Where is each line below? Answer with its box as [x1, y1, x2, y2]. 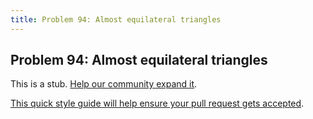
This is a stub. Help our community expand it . [10, 78, 198, 90]
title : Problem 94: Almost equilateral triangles [10, 14, 222, 25]
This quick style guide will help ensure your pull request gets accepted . [10, 97, 305, 110]
